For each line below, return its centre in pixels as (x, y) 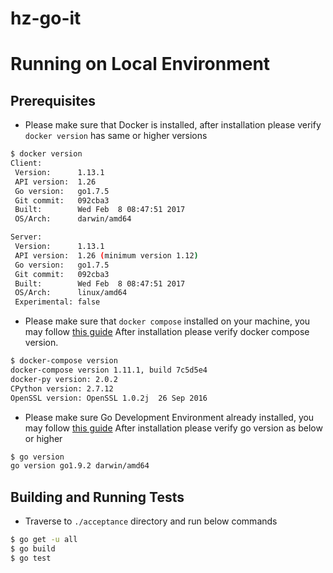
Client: (26, 163)
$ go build (33, 549)
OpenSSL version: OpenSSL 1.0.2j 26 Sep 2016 (109, 398)
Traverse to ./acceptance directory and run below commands (151, 521)
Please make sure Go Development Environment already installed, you (169, 417)
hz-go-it (46, 18)
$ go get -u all (44, 540)
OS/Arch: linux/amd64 (71, 293)
